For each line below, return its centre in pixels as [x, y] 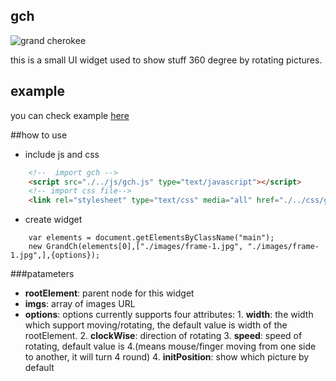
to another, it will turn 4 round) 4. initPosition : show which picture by [167, 357]
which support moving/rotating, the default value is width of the [156, 325]
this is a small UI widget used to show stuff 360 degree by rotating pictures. [166, 60]
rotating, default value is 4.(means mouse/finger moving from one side [170, 346]
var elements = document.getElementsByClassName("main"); [151, 238]
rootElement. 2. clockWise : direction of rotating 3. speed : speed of [163, 336]
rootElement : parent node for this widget [109, 293]
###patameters [42, 274]
